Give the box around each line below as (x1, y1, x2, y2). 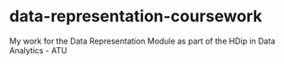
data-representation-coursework (9, 6, 262, 27)
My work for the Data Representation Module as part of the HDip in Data (9, 36, 276, 46)
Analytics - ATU (9, 44, 67, 55)
